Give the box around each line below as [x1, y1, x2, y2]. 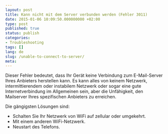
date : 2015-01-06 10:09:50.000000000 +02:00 [5, 17, 100, 22]
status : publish [5, 31, 39, 36]
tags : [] [5, 45, 24, 50]
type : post [5, 21, 28, 27]
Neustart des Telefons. [12, 124, 61, 130]
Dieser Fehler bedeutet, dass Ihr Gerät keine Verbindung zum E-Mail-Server [5, 72, 163, 78]
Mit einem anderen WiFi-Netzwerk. [12, 118, 86, 124]
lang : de [5, 49, 24, 54]
